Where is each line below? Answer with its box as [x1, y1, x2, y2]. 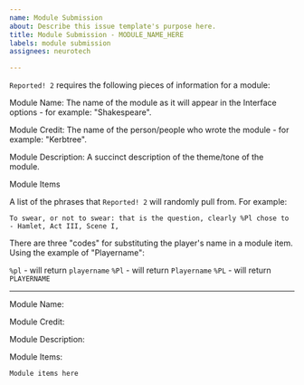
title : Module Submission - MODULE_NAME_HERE [9, 30, 184, 39]
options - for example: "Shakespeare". [9, 107, 152, 118]
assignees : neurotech [9, 47, 91, 56]
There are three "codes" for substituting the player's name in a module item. [9, 237, 293, 249]
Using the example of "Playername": [9, 247, 145, 258]
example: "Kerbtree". [9, 134, 88, 145]
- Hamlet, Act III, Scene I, [9, 222, 119, 231]
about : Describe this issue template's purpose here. [9, 22, 217, 31]
